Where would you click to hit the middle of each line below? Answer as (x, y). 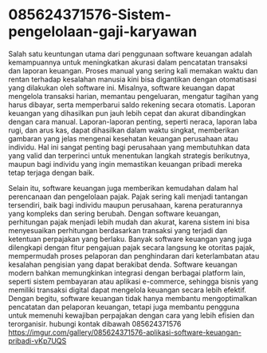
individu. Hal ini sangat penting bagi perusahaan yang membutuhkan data (129, 147)
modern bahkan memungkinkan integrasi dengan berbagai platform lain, (127, 272)
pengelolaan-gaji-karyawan (103, 32)
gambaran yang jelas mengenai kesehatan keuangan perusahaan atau (124, 138)
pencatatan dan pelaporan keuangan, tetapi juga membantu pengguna (124, 307)
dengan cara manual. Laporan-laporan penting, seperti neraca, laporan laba (133, 121)
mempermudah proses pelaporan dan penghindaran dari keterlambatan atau (134, 256)
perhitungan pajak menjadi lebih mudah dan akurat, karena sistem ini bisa (129, 222)
